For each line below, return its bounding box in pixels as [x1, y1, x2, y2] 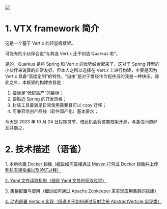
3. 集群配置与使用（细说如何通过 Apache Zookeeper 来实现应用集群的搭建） [5, 188, 159, 194]
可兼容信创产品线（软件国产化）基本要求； [12, 108, 99, 114]
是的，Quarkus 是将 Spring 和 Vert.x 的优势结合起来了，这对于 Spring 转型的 [5, 61, 160, 67]
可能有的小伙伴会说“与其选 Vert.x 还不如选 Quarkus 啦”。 [5, 51, 120, 56]
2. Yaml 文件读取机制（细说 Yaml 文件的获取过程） [5, 177, 107, 183]
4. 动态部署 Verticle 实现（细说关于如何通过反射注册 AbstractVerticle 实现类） [5, 198, 162, 204]
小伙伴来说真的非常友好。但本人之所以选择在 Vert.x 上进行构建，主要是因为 [5, 67, 157, 73]
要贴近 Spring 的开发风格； [12, 96, 67, 102]
